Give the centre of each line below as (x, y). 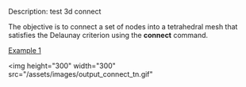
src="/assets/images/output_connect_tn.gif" (81, 74)
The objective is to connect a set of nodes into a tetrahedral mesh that (123, 26)
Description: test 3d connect (55, 11)
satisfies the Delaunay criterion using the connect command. (108, 35)
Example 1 (25, 50)
